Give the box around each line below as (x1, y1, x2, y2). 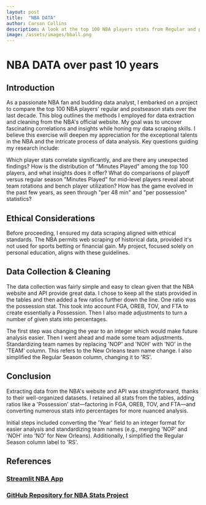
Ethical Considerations (6, 213, 95, 224)
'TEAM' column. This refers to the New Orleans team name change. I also (6, 347, 192, 354)
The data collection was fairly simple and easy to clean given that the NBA (6, 283, 194, 290)
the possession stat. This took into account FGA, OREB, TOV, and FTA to (6, 302, 189, 309)
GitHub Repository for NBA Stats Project (6, 491, 129, 499)
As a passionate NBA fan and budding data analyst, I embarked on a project (6, 99, 198, 106)
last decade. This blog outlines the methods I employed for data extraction (6, 112, 194, 120)
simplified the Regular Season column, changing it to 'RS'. (6, 353, 152, 360)
